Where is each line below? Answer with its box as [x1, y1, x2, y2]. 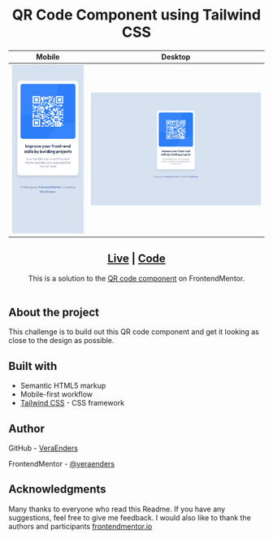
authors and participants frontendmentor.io [8, 521, 153, 531]
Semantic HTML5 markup [19, 380, 106, 391]
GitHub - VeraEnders [8, 443, 79, 453]
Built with [8, 359, 58, 373]
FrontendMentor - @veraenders [8, 459, 115, 468]
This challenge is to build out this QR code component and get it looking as [8, 327, 260, 337]
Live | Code [106, 252, 167, 266]
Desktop [161, 52, 191, 62]
